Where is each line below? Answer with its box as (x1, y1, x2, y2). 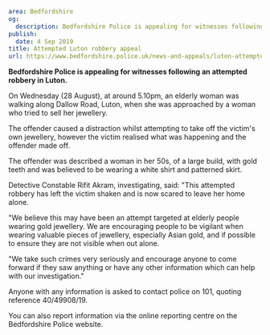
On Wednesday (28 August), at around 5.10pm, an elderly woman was (8, 91, 239, 100)
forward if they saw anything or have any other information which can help (8, 263, 256, 272)
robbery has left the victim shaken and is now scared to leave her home (8, 189, 245, 198)
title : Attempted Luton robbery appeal (8, 45, 142, 53)
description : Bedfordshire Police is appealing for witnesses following (15, 22, 264, 31)
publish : (8, 30, 38, 38)
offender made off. (8, 141, 71, 150)
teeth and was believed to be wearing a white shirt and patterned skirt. (8, 165, 243, 174)
